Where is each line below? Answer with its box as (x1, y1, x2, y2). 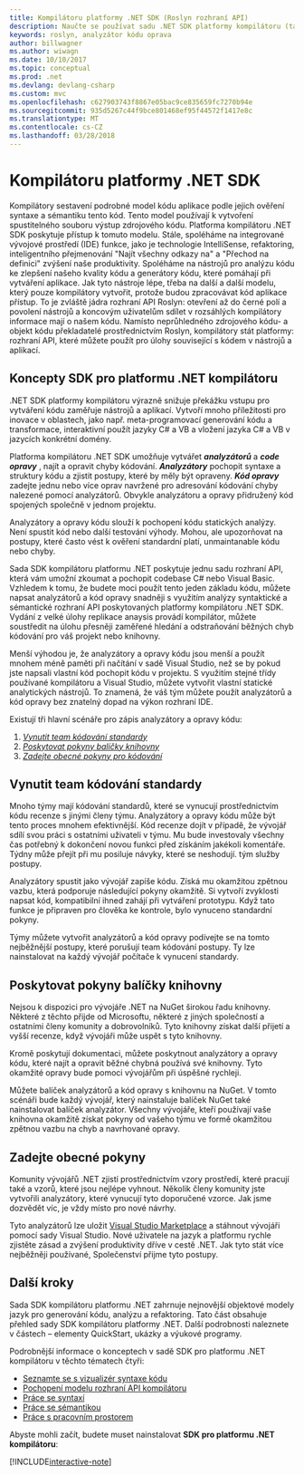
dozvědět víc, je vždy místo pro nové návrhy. (9, 1202, 176, 1214)
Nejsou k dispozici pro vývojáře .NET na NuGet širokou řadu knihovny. (9, 1002, 271, 1013)
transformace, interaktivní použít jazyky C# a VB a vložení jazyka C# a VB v (9, 423, 291, 435)
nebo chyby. (9, 545, 56, 556)
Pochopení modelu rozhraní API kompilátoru (22, 1383, 187, 1393)
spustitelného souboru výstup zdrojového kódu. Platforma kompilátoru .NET (9, 219, 292, 230)
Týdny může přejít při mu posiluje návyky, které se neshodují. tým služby (9, 849, 280, 860)
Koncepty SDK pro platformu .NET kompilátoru (9, 371, 279, 386)
